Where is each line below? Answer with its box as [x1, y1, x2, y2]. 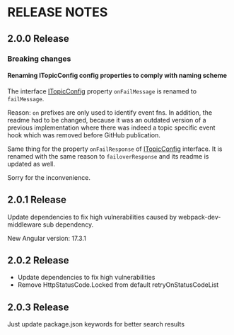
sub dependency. [42, 220, 94, 229]
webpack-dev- [177, 212, 221, 221]
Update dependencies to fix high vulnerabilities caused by [7, 212, 177, 221]
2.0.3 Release [7, 301, 69, 313]
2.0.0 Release [7, 33, 69, 45]
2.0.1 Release [7, 194, 67, 206]
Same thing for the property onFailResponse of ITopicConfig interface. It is [7, 144, 223, 153]
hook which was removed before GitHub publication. [7, 130, 161, 139]
